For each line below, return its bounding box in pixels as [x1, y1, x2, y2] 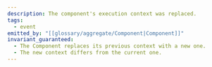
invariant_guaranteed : [7, 36, 74, 43]
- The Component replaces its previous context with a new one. [13, 43, 206, 50]
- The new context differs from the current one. [13, 50, 162, 57]
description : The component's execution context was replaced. [7, 10, 197, 17]
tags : [7, 17, 23, 24]
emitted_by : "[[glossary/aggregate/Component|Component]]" [7, 29, 185, 37]
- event [13, 23, 37, 30]
